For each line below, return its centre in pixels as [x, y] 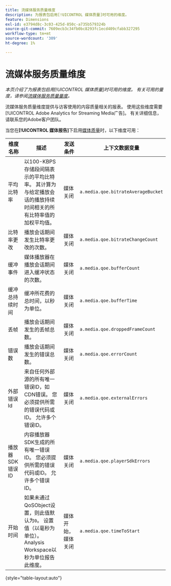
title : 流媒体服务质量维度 [31, 10]
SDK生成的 [37, 442]
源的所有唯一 [39, 379]
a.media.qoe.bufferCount [110, 268]
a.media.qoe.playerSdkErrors [115, 461]
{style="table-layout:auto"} [34, 578]
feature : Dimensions [27, 19]
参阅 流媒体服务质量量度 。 [45, 96]
